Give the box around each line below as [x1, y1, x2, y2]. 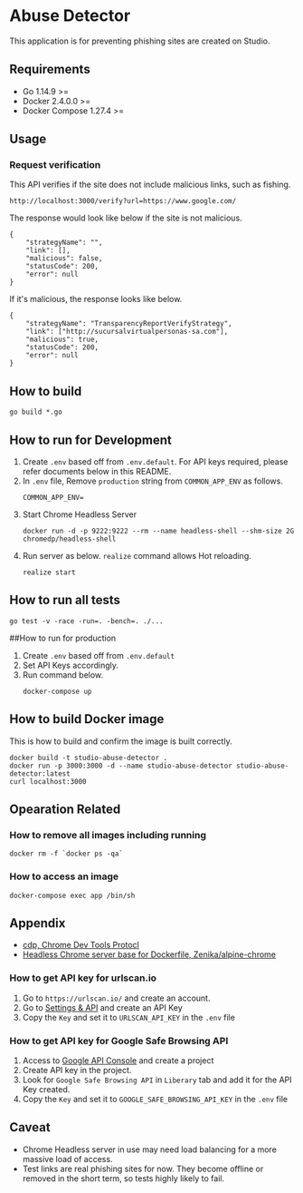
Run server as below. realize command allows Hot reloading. [22, 551, 251, 562]
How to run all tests [9, 592, 120, 608]
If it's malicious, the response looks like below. [9, 294, 183, 305]
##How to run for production [9, 632, 117, 643]
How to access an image [9, 870, 119, 883]
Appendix [9, 915, 66, 931]
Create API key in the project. [22, 1065, 132, 1076]
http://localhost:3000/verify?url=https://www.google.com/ [9, 197, 237, 206]
